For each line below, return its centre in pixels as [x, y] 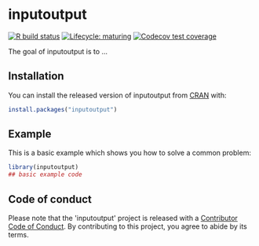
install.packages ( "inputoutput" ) [63, 109]
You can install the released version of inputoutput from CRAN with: [117, 95]
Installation [36, 76]
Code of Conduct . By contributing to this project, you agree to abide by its [128, 226]
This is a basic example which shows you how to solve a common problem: [129, 153]
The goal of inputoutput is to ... [58, 51]
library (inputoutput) [44, 167]
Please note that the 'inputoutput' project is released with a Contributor [123, 218]
